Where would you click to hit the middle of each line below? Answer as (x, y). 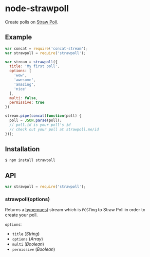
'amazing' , (25, 84)
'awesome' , (25, 80)
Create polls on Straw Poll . (32, 22)
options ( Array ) (28, 239)
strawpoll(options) (28, 199)
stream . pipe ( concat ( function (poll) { (43, 116)
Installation (22, 149)
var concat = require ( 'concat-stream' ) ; (47, 48)
